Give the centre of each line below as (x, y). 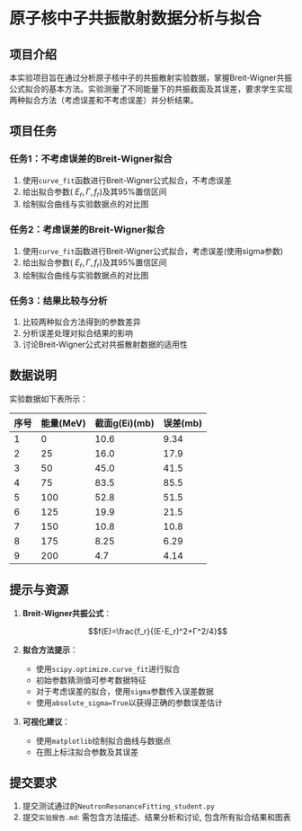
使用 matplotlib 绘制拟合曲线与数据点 (103, 740)
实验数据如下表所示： (49, 398)
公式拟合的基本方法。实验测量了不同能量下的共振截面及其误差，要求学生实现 (151, 89)
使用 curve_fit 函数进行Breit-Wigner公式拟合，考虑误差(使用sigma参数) (153, 251)
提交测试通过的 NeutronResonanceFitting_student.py (119, 806)
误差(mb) (182, 423)
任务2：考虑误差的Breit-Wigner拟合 (87, 230)
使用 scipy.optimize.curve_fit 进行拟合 (108, 668)
